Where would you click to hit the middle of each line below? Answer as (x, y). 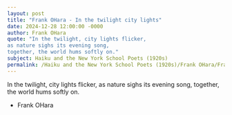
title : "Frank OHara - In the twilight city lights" (85, 20)
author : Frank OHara (37, 33)
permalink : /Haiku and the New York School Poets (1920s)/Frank (101, 65)
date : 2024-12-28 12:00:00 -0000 (55, 26)
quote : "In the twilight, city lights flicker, (77, 39)
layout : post (26, 13)
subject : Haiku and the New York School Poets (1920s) (88, 59)
